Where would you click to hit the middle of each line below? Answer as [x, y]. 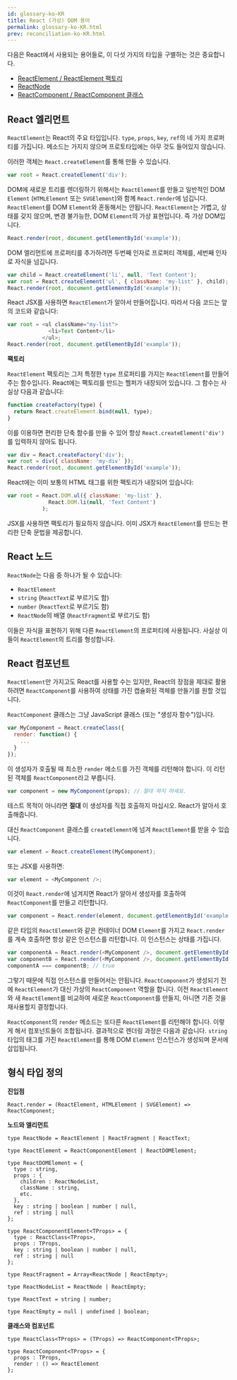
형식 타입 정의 [35, 1073]
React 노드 [30, 557]
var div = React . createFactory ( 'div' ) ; [66, 455]
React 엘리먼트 [38, 119]
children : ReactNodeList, [60, 1181]
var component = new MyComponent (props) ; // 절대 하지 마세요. [97, 791]
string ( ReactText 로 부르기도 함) [63, 597]
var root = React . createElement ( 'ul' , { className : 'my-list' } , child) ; [118, 281]
